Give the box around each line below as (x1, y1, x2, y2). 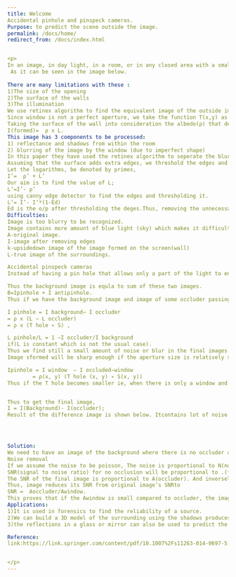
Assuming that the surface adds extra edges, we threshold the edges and (7, 159, 228, 167)
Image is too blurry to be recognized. (7, 218, 124, 225)
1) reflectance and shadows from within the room (7, 140, 156, 147)
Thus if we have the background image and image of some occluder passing (7, 296, 231, 303)
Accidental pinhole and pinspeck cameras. (7, 17, 133, 24)
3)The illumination (7, 101, 65, 108)
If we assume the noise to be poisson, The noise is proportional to (7, 462, 216, 469)
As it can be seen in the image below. (10, 68, 128, 75)
